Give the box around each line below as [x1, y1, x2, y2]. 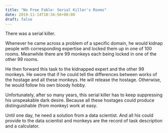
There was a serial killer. [5, 31, 56, 37]
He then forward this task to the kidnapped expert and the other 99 [5, 66, 144, 72]
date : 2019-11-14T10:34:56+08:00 [5, 12, 75, 17]
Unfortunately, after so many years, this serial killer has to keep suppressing [5, 92, 162, 98]
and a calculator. [5, 123, 40, 129]
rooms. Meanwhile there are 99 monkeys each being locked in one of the [5, 51, 157, 57]
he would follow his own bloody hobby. [5, 82, 87, 88]
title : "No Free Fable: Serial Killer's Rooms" [5, 7, 107, 13]
